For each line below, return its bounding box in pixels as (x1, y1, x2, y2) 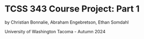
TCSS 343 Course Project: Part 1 (4, 3, 140, 14)
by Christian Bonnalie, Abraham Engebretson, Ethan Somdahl (4, 19, 129, 25)
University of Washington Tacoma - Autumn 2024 (4, 28, 106, 34)
